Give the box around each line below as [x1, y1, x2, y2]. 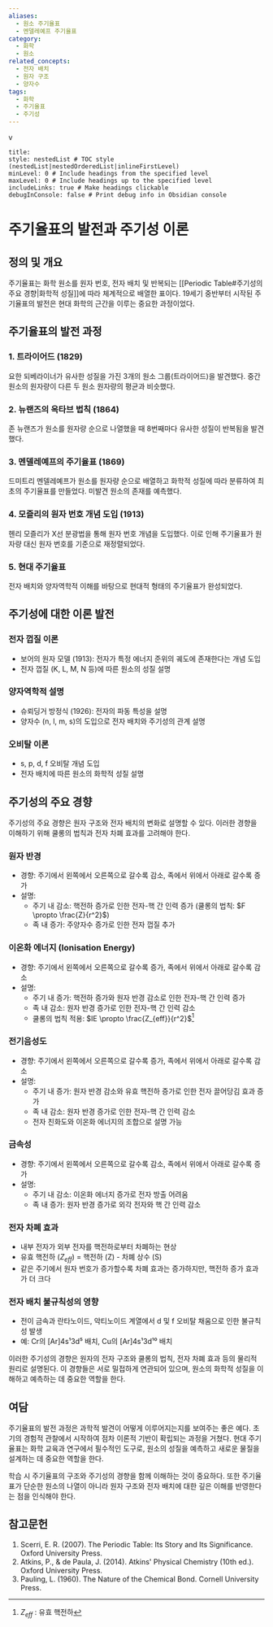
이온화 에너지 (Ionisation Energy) [8, 942, 136, 954]
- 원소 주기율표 [15, 20, 61, 28]
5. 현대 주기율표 [8, 561, 67, 572]
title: [8, 148, 31, 156]
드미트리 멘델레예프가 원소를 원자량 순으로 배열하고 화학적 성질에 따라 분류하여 [8, 476, 256, 486]
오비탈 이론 [8, 738, 50, 750]
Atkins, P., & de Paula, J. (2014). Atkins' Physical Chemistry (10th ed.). [19, 1556, 254, 1566]
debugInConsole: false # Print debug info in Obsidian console [8, 191, 227, 199]
